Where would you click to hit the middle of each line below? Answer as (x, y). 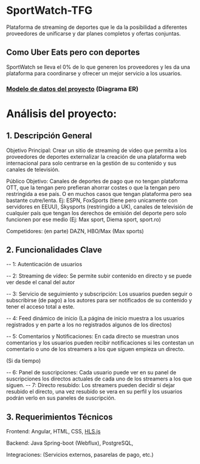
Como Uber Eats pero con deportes (73, 53)
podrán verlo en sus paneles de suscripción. (61, 398)
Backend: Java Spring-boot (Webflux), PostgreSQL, (70, 443)
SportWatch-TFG (49, 11)
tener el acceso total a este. (40, 307)
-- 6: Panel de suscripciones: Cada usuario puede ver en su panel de (91, 373)
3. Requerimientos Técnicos (60, 417)
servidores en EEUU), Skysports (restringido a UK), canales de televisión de (100, 206)
